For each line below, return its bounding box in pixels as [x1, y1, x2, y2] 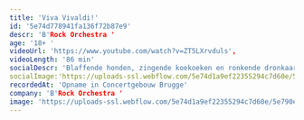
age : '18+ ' [9, 38, 54, 48]
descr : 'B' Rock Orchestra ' [9, 30, 116, 39]
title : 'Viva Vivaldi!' [9, 13, 100, 23]
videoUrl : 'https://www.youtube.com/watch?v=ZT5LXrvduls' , [9, 47, 237, 56]
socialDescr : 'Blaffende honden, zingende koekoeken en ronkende [9, 64, 261, 73]
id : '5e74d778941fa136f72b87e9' [9, 22, 131, 31]
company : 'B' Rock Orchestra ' [9, 88, 124, 97]
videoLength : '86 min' [9, 55, 95, 64]
